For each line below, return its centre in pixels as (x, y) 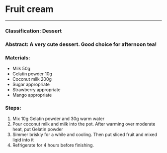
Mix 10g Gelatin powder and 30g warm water (58, 119)
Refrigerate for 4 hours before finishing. (53, 145)
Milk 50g (21, 69)
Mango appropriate (32, 95)
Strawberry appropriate (36, 90)
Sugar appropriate (31, 84)
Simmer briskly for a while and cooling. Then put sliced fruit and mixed (85, 135)
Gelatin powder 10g (32, 74)
